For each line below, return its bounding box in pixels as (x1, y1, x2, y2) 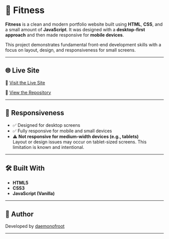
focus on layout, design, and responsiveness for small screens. (5, 47, 136, 53)
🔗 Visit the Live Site (5, 79, 45, 86)
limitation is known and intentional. (12, 144, 84, 150)
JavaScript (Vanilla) (12, 191, 55, 197)
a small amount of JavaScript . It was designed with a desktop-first (5, 26, 145, 32)
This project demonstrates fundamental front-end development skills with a (5, 41, 161, 47)
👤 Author (5, 210, 34, 218)
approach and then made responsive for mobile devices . (5, 32, 124, 38)
